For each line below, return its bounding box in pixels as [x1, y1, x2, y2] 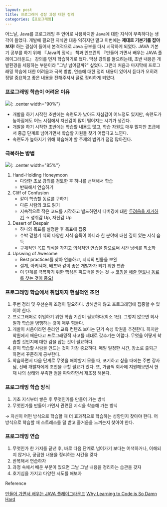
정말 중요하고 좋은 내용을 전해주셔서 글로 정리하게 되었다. [5, 75, 116, 81]
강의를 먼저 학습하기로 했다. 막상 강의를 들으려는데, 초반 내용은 [34, 56, 156, 62]
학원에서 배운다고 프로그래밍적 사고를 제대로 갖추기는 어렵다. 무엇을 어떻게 [12, 332, 157, 338]
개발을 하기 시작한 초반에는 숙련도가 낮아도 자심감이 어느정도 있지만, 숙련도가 [12, 111, 162, 117]
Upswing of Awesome [12, 250, 58, 256]
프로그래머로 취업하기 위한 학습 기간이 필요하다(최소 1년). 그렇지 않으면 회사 [12, 314, 159, 320]
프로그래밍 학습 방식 [5, 384, 50, 391]
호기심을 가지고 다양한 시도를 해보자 [12, 470, 82, 476]
